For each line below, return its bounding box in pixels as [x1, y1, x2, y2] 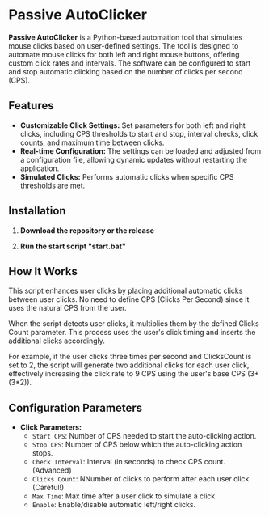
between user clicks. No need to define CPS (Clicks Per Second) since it [8, 295, 250, 304]
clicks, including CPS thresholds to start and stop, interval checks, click [19, 129, 258, 138]
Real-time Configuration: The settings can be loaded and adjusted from [19, 146, 262, 155]
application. [19, 163, 60, 173]
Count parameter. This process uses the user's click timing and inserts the [8, 328, 256, 337]
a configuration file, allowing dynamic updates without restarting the [19, 155, 248, 164]
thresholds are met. [19, 180, 86, 190]
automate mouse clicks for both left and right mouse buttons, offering [8, 49, 240, 59]
